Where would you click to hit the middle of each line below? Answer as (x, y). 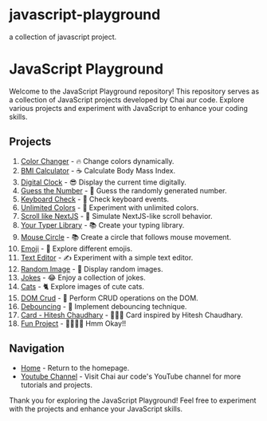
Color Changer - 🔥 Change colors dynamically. (97, 161)
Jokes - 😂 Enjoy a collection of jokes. (83, 277)
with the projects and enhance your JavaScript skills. (96, 408)
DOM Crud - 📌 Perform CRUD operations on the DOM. (109, 298)
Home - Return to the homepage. (75, 367)
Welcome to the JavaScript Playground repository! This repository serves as (134, 91)
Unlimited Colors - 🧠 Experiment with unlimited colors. (109, 207)
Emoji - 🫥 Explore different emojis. (77, 248)
